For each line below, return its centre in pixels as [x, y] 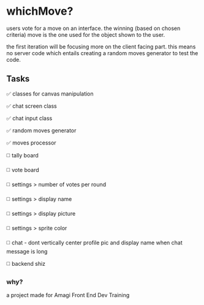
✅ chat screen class [32, 106]
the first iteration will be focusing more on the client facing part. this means [101, 47]
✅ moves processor [31, 143]
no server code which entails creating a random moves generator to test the [102, 53]
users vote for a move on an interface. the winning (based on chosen [93, 28]
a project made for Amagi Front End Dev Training [68, 295]
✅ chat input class [29, 118]
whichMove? [40, 11]
